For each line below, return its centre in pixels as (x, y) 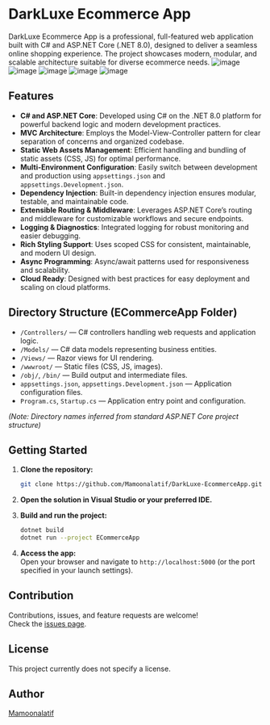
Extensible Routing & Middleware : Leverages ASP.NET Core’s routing (136, 210)
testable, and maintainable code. (74, 201)
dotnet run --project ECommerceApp (80, 538)
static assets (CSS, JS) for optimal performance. (100, 158)
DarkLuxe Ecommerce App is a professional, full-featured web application (131, 36)
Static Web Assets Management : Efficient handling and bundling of (133, 149)
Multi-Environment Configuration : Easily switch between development (139, 167)
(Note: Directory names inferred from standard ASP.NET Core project (124, 416)
